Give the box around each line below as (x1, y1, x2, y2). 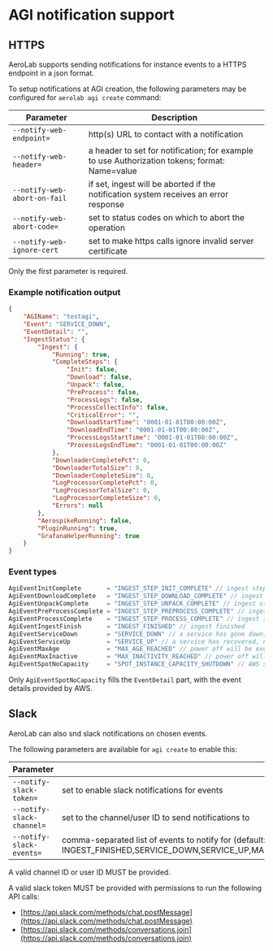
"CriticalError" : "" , (66, 410, 140, 419)
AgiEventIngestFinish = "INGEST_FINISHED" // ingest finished (8, 622, 245, 631)
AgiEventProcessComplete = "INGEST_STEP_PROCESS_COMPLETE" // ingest (8, 614, 260, 623)
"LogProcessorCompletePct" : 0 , (51, 479, 158, 487)
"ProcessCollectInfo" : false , (66, 403, 169, 411)
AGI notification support (8, 6, 175, 24)
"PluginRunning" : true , (37, 524, 118, 532)
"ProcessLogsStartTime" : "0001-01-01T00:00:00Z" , (66, 433, 238, 442)
